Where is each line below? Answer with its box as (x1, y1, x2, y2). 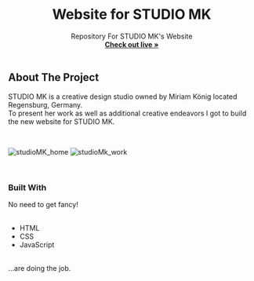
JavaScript (19, 240, 55, 250)
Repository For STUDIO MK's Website (71, 31, 193, 41)
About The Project (8, 71, 100, 84)
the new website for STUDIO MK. (8, 116, 115, 126)
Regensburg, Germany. (8, 100, 83, 109)
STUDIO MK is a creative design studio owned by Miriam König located (8, 92, 238, 101)
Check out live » (104, 39, 159, 49)
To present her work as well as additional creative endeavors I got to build (8, 108, 247, 118)
